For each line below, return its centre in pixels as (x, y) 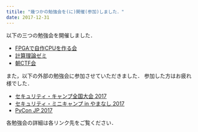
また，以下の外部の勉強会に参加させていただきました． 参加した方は (91, 76)
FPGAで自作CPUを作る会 (46, 48)
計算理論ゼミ (31, 55)
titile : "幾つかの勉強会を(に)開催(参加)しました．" (65, 12)
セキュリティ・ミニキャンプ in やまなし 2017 (70, 103)
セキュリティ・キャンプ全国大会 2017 (61, 96)
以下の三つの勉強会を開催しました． (51, 35)
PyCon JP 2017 (34, 110)
